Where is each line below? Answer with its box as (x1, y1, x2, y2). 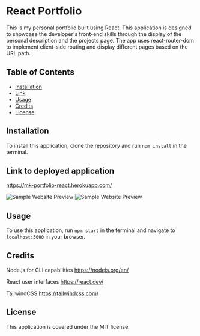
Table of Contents (6, 67, 75, 78)
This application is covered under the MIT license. (6, 323, 130, 330)
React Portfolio (6, 4, 82, 18)
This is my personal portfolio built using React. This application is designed (6, 24, 192, 31)
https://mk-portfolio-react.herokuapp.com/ (6, 182, 112, 189)
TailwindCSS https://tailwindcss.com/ (6, 290, 99, 297)
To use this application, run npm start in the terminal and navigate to (6, 227, 175, 234)
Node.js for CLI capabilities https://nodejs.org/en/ (6, 266, 129, 273)
